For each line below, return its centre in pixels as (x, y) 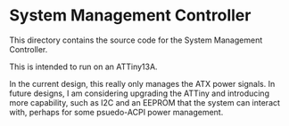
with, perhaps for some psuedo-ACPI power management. (116, 112)
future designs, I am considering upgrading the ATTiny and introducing (140, 93)
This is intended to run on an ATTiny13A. (83, 67)
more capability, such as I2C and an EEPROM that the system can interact (145, 102)
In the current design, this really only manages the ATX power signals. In (142, 83)
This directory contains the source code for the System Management (136, 40)
